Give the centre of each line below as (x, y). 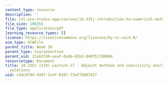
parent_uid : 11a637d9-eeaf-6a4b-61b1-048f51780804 (59, 56)
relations (20, 70)
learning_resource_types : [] (35, 33)
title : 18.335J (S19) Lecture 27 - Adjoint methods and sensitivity (78, 65)
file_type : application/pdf (34, 28)
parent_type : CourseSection (34, 51)
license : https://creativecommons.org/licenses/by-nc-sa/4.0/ (71, 38)
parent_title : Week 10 (29, 47)
